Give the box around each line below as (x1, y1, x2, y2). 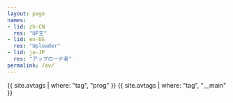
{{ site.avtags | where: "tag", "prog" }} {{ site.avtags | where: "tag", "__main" (7, 81, 227, 89)
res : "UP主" (13, 29, 47, 37)
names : (7, 17, 27, 24)
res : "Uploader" (13, 42, 61, 49)
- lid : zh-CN (7, 23, 45, 30)
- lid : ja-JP (7, 49, 45, 56)
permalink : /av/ (7, 62, 54, 69)
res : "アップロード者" (13, 56, 72, 63)
